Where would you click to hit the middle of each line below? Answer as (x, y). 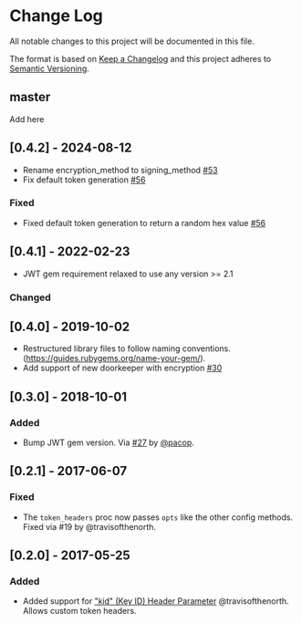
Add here (27, 119)
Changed (31, 297)
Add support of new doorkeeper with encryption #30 (122, 368)
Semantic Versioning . (49, 68)
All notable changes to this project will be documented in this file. (132, 41)
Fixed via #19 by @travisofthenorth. (89, 526)
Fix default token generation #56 (84, 180)
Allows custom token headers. (79, 611)
